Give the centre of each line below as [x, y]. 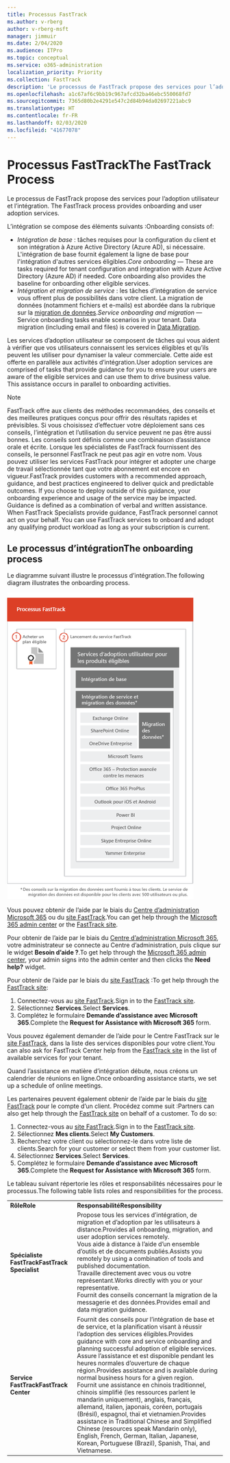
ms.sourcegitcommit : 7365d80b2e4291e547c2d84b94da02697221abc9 [99, 101]
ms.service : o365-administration [55, 65]
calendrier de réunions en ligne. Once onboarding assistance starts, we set [112, 1079]
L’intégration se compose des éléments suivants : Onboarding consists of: [111, 226]
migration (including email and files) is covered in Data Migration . [108, 327]
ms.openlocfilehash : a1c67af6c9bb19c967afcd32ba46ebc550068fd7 [99, 94]
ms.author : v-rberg [35, 22]
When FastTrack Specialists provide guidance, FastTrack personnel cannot [112, 512]
